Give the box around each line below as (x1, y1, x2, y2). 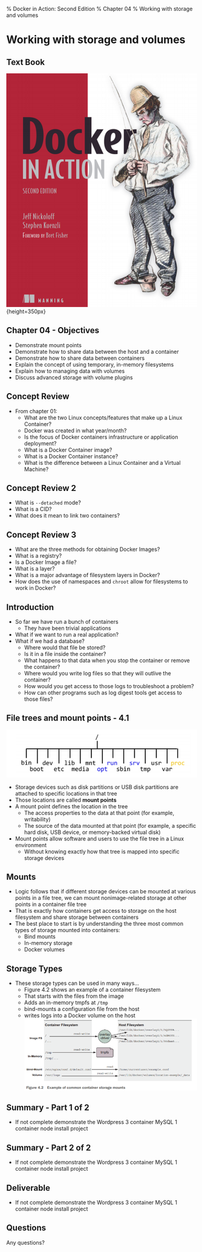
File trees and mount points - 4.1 (6, 713, 129, 723)
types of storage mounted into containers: (15, 927, 120, 934)
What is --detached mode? (15, 499, 82, 506)
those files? (24, 695, 53, 703)
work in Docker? (15, 584, 56, 592)
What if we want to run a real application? (15, 631, 119, 638)
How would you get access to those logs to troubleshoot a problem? (24, 683, 195, 690)
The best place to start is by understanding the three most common (15, 920, 184, 927)
